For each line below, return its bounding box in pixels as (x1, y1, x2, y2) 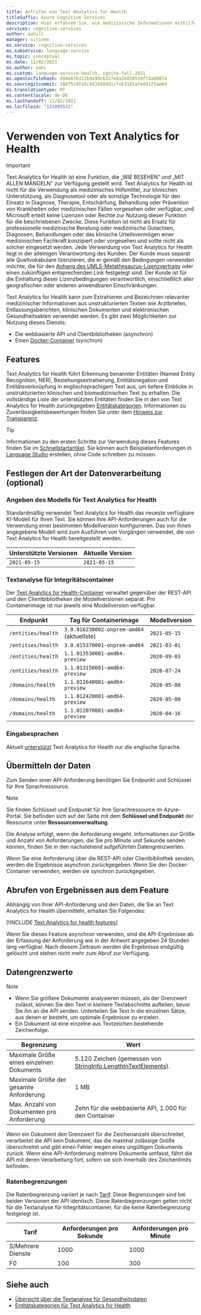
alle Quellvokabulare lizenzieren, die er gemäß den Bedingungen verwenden (6, 256, 194, 264)
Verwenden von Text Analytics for (6, 130, 179, 143)
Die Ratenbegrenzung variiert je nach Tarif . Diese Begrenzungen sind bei (6, 1191, 186, 1198)
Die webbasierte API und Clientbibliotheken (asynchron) (14, 330, 154, 338)
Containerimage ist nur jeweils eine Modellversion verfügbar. (6, 602, 156, 609)
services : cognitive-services (6, 25, 82, 32)
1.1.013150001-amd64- (63, 664, 126, 672)
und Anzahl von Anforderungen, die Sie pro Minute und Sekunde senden (6, 837, 185, 844)
